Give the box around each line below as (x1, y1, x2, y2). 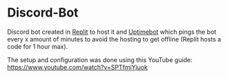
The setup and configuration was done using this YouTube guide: (7, 55, 193, 64)
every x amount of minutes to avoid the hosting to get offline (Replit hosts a (7, 35, 221, 43)
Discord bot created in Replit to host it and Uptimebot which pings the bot (7, 28, 216, 36)
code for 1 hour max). (7, 42, 68, 50)
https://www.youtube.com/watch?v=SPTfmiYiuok (7, 63, 148, 71)
